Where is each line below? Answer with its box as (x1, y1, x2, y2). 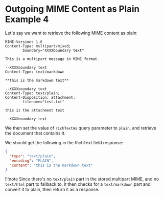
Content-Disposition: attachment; (5, 95, 76, 100)
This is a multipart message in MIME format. (5, 56, 99, 62)
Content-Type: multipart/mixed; (5, 44, 71, 48)
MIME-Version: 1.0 (5, 39, 43, 44)
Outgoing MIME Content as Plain (5, 3, 140, 15)
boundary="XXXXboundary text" (23, 48, 84, 53)
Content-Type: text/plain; (5, 90, 60, 96)
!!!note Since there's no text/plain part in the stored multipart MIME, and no (5, 176, 159, 182)
